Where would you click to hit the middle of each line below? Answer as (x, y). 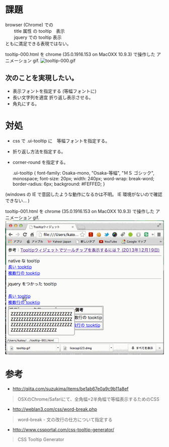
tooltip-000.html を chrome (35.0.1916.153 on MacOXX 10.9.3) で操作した (80, 54)
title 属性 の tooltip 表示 (39, 31)
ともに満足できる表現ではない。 (38, 43)
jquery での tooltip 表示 (38, 37)
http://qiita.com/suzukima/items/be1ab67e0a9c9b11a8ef (71, 389)
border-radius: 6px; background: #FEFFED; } (59, 184)
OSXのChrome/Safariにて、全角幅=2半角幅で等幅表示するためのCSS (89, 399)
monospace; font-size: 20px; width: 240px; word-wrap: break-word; (83, 178)
